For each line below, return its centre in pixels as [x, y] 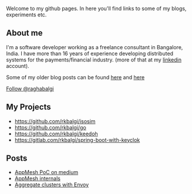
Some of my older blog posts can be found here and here [75, 77]
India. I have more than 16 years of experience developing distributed [90, 53]
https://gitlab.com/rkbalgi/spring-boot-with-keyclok [77, 139]
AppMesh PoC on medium [46, 172]
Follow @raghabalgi [30, 89]
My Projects [28, 107]
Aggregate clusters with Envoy [52, 185]
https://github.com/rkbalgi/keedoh [56, 134]
